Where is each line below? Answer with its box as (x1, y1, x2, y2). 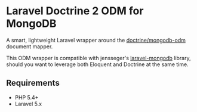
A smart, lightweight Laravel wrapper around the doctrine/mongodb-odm (6, 36, 186, 43)
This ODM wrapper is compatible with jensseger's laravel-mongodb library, (6, 54, 191, 61)
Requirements (6, 78, 60, 88)
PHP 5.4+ (14, 94, 39, 101)
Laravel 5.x (14, 100, 42, 107)
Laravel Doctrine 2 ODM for (6, 4, 144, 18)
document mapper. (6, 43, 53, 50)
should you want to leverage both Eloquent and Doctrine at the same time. (6, 61, 189, 68)
